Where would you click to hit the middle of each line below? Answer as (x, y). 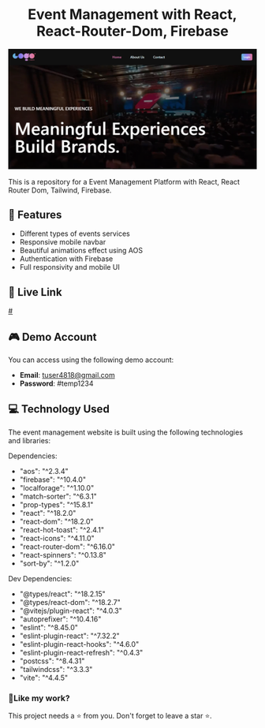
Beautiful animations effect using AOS (81, 251)
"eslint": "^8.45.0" (49, 627)
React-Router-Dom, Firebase (132, 31)
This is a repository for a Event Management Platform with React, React (124, 181)
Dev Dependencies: (40, 578)
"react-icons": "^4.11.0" (57, 538)
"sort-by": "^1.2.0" (49, 563)
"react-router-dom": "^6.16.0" (67, 547)
